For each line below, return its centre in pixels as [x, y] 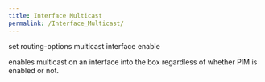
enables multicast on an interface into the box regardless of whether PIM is [133, 62]
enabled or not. [33, 70]
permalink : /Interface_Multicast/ [66, 23]
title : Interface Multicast [56, 16]
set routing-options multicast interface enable [85, 46]
